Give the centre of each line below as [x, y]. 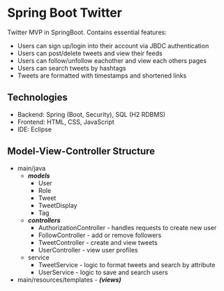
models [39, 176]
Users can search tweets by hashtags [72, 68]
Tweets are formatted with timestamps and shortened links [102, 76]
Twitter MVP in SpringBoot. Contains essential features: [87, 32]
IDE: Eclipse [35, 129]
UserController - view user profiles [88, 250]
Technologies [38, 98]
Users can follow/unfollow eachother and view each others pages [112, 60]
